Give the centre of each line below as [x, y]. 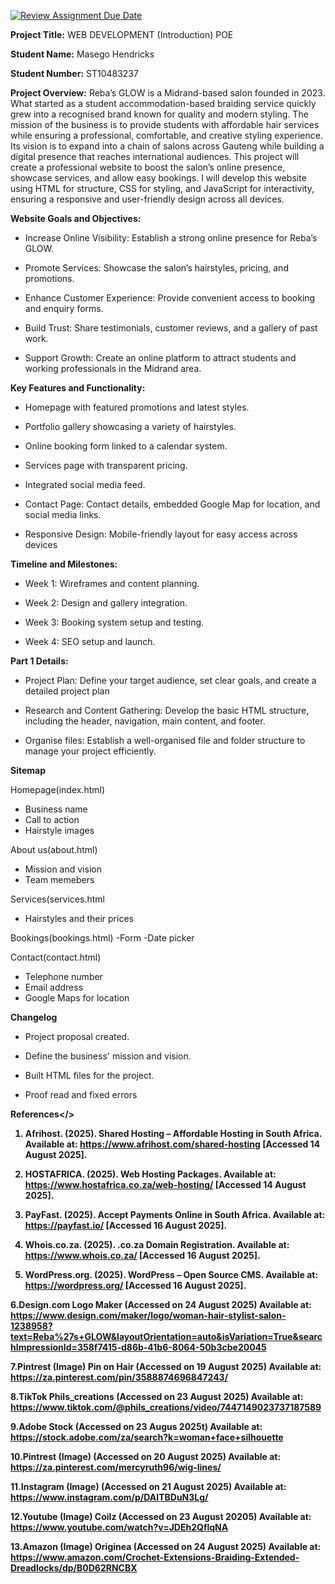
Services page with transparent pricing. [106, 465]
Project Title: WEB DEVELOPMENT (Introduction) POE [122, 34]
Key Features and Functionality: [78, 388]
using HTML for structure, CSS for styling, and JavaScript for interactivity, [162, 188]
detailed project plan [67, 691]
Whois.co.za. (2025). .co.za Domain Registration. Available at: [157, 1244]
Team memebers [59, 879]
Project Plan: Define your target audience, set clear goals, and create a [170, 680]
